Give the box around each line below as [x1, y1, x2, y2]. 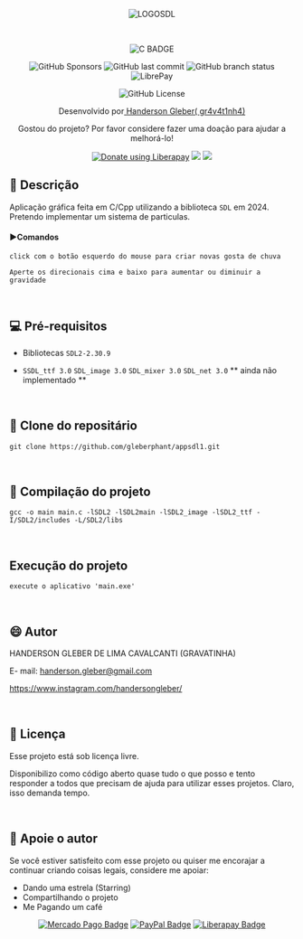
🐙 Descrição [9, 177, 80, 193]
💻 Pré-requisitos [9, 319, 108, 334]
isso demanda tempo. [9, 787, 90, 798]
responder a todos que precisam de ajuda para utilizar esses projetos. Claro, [9, 777, 295, 788]
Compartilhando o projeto [22, 891, 119, 903]
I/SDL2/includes [9, 516, 71, 525]
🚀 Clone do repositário [9, 418, 137, 434]
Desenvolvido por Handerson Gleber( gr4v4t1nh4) [58, 106, 246, 117]
